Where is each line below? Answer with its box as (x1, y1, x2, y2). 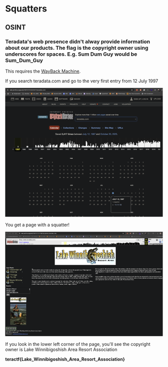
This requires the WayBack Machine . (5, 68, 81, 74)
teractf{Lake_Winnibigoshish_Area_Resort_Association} (5, 356, 125, 362)
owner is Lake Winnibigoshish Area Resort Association (5, 346, 117, 352)
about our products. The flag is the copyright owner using (5, 44, 148, 51)
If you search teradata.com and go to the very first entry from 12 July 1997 (5, 78, 158, 84)
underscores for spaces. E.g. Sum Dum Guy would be (5, 51, 137, 58)
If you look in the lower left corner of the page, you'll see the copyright (5, 341, 151, 347)
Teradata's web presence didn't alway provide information (5, 38, 150, 45)
